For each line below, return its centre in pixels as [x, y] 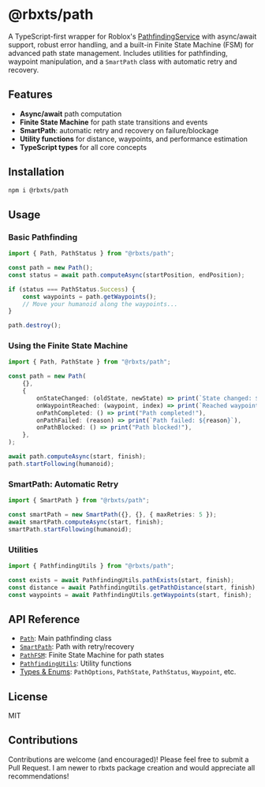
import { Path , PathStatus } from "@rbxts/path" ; [91, 254]
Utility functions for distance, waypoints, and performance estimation [134, 139]
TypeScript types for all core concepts [83, 147]
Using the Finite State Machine [68, 346]
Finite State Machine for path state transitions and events [114, 122]
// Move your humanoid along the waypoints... [100, 304]
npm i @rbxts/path [38, 190]
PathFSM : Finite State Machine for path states [91, 655]
